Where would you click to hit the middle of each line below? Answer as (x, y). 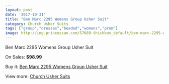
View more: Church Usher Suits (38, 76)
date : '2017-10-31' (26, 14)
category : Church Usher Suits (37, 24)
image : (12, 33)
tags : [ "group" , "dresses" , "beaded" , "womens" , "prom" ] (62, 28)
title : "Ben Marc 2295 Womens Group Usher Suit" (57, 19)
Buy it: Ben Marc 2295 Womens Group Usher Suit (57, 66)
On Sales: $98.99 (24, 57)
